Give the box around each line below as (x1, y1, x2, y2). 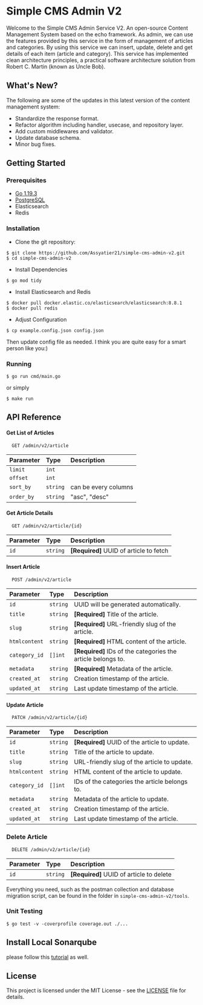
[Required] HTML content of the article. (74, 637, 187, 646)
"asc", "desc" (70, 493, 109, 501)
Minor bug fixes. (14, 141, 56, 148)
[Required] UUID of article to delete (70, 870, 172, 878)
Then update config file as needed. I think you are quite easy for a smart (6, 338, 186, 345)
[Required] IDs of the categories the (74, 647, 177, 655)
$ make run (6, 396, 34, 402)
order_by (9, 493, 34, 500)
